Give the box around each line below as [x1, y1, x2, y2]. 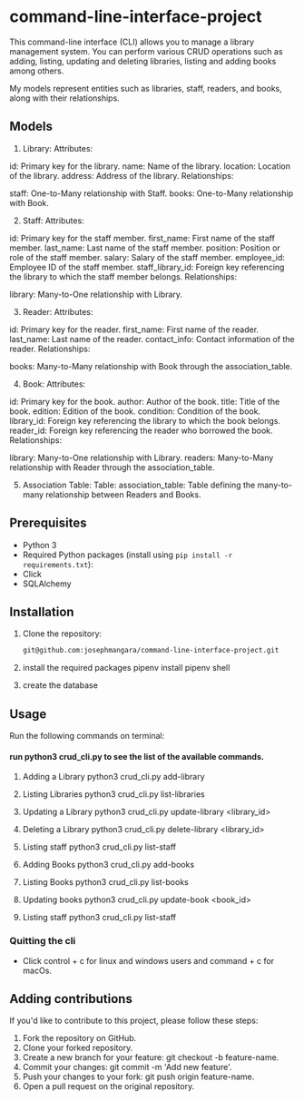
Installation [9, 604, 74, 619]
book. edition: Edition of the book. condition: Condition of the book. [9, 406, 261, 417]
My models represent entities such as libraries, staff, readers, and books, [9, 83, 283, 93]
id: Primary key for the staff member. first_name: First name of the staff [9, 232, 275, 243]
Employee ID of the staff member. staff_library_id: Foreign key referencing [9, 261, 285, 272]
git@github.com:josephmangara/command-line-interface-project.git [22, 646, 279, 655]
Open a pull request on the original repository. [22, 1081, 195, 1092]
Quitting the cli [9, 935, 76, 948]
